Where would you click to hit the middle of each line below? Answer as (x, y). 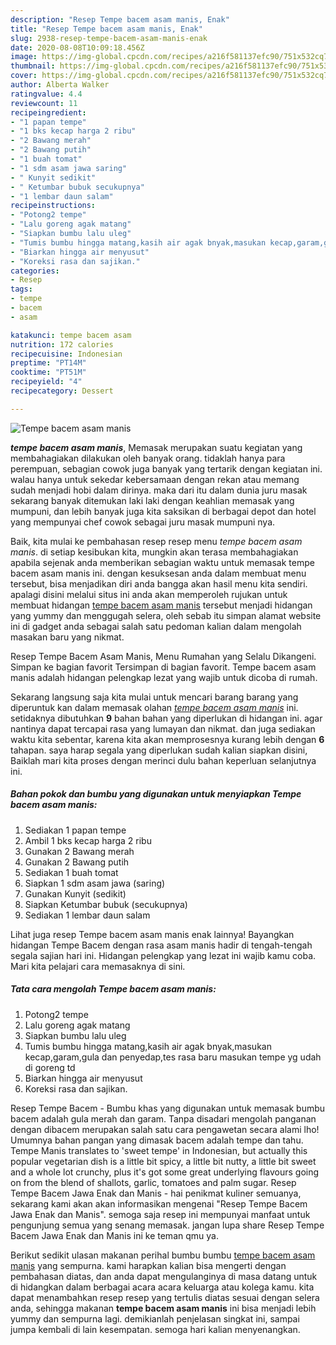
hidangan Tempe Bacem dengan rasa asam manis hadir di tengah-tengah (161, 945)
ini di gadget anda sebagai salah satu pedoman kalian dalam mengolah (156, 626)
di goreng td (50, 1067)
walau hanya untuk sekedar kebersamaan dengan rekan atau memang (155, 479)
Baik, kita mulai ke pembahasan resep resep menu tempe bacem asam (156, 541)
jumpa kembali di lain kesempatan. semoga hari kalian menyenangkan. (155, 1329)
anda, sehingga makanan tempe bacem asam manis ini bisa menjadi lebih (163, 1308)
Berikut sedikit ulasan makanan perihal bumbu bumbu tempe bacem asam (163, 1255)
